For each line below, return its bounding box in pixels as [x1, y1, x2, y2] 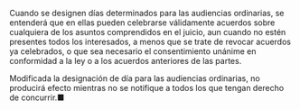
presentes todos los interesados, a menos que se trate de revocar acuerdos [9, 36, 292, 47]
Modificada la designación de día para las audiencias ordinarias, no [9, 73, 260, 84]
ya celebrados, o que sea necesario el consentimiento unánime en [9, 46, 257, 57]
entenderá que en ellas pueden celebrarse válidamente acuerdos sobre [9, 17, 276, 28]
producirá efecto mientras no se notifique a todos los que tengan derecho [9, 83, 285, 93]
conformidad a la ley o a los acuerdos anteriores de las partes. [9, 56, 242, 66]
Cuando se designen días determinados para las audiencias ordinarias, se [9, 8, 285, 18]
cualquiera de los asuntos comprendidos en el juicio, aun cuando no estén [9, 27, 286, 37]
